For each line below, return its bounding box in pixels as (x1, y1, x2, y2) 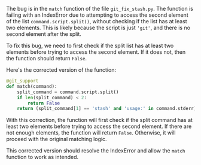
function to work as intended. (6, 154, 79, 161)
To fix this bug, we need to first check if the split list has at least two (6, 42, 174, 49)
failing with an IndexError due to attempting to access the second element (6, 11, 188, 19)
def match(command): (6, 83, 58, 89)
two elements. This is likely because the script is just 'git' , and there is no (6, 24, 190, 31)
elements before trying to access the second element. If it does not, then (6, 48, 186, 56)
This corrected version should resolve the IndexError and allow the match (6, 147, 185, 154)
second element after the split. (6, 30, 82, 38)
